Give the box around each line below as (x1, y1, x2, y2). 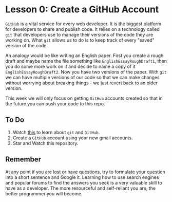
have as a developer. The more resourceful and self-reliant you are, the (5, 185, 156, 191)
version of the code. (5, 42, 48, 48)
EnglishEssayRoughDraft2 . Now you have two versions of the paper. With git (5, 68, 167, 75)
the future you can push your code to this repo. (5, 100, 105, 106)
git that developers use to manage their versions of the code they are (5, 31, 154, 38)
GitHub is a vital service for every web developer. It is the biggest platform (5, 21, 162, 27)
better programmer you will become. (5, 190, 83, 196)
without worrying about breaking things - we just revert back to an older (5, 80, 158, 86)
